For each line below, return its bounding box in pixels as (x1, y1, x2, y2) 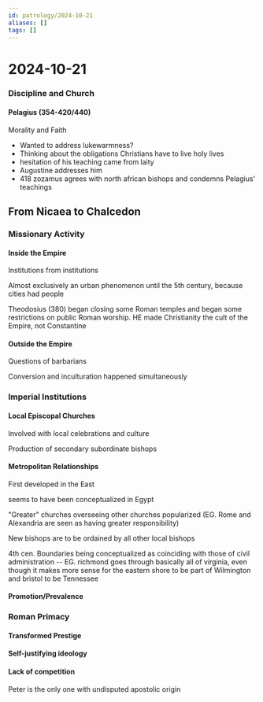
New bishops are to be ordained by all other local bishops (8, 533, 195, 543)
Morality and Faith (8, 125, 67, 135)
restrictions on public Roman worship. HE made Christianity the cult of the (8, 312, 248, 323)
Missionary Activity (8, 229, 85, 239)
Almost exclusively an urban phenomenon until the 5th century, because (8, 281, 243, 290)
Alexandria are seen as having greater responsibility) (8, 518, 180, 527)
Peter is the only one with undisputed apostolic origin (8, 684, 181, 693)
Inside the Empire (8, 248, 67, 257)
